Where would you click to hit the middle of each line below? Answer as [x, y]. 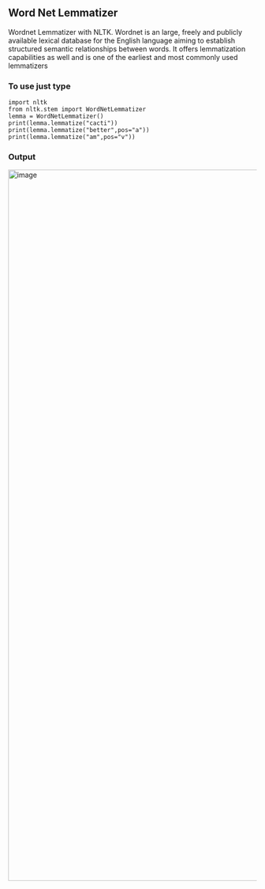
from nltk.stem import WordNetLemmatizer [77, 110]
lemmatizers [28, 66]
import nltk [28, 103]
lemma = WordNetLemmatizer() [56, 117]
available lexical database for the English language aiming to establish [122, 40]
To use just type [39, 86]
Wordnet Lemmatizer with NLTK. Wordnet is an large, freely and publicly [125, 32]
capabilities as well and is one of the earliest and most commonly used [123, 57]
